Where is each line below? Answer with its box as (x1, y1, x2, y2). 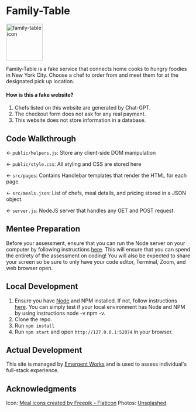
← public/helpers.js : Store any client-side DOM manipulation (6, 149, 156, 156)
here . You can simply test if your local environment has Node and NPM (14, 303, 185, 310)
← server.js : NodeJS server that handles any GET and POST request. (6, 207, 176, 214)
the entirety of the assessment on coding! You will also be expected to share (6, 252, 191, 259)
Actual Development (6, 345, 82, 355)
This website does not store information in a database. (14, 117, 146, 124)
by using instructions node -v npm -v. (14, 309, 106, 316)
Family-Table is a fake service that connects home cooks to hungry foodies (6, 65, 187, 72)
